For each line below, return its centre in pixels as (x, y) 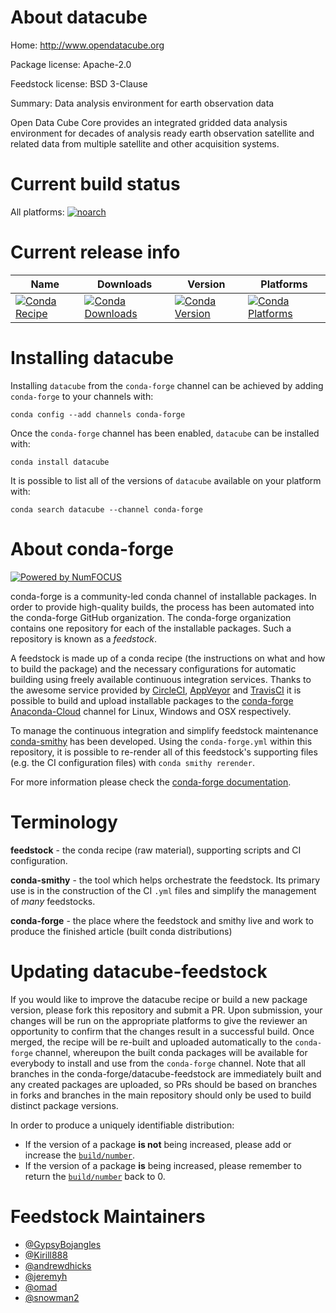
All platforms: (37, 212)
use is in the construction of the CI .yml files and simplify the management (163, 890)
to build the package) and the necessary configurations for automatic (153, 668)
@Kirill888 (46, 1255)
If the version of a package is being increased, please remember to (163, 1165)
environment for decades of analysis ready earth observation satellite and (162, 133)
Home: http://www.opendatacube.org (87, 45)
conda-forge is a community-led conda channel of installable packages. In (163, 596)
